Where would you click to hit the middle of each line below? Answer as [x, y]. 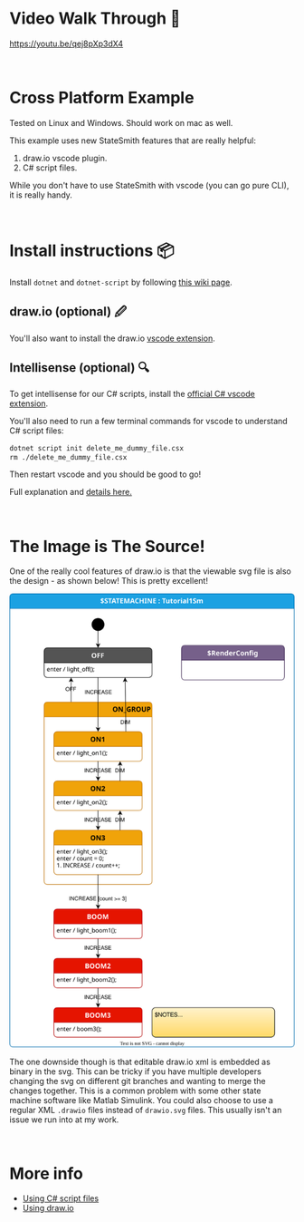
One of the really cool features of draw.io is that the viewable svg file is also [151, 571]
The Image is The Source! [107, 546]
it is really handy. [41, 195]
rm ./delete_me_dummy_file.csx [68, 458]
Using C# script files [61, 1198]
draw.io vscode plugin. [65, 158]
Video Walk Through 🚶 [95, 19]
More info [47, 1174]
